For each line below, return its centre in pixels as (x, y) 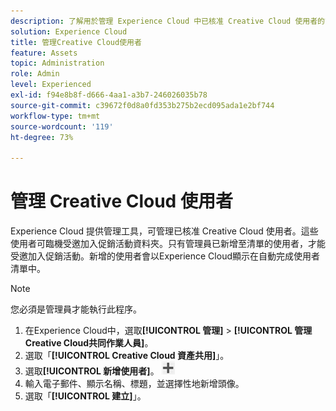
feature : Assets (44, 53)
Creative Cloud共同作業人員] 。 (89, 343)
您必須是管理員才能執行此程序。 (76, 309)
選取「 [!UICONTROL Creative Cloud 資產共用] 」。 (127, 356)
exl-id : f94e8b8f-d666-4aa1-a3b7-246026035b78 (109, 95)
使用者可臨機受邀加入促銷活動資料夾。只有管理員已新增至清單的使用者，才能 (168, 244)
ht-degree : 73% (42, 137)
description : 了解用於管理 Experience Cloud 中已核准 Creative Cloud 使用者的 (167, 21)
